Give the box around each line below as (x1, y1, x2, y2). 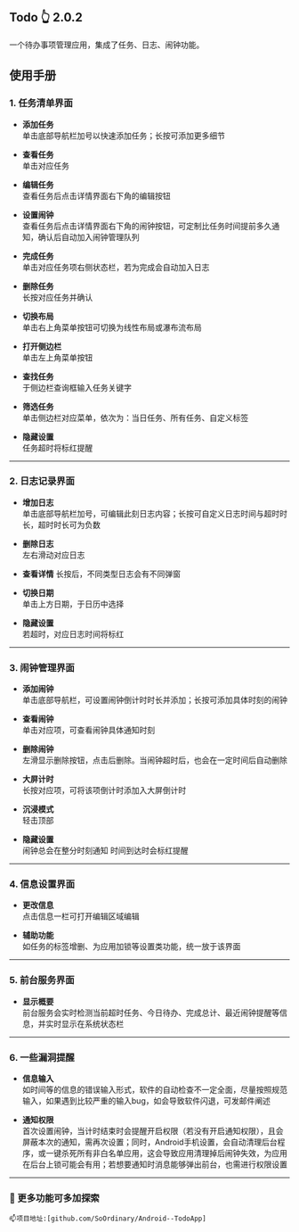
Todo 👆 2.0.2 (9, 10, 83, 25)
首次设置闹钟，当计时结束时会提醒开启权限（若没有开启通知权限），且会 (21, 1125, 284, 1136)
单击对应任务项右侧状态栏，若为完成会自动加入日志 (21, 261, 210, 272)
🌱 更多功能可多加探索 (9, 1192, 100, 1204)
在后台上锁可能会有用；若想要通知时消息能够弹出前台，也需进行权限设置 (21, 1159, 287, 1170)
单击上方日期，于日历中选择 (21, 599, 125, 609)
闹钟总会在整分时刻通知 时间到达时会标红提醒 (21, 845, 189, 856)
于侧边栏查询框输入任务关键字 (21, 382, 132, 393)
